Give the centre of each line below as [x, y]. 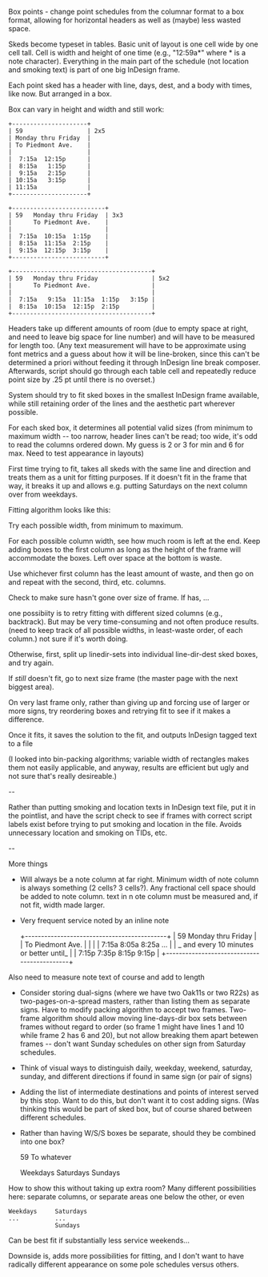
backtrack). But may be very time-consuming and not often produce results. [134, 622]
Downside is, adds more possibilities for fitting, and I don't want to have [126, 1256]
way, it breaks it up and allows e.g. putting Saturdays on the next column [128, 486]
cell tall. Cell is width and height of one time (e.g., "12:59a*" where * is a [127, 53]
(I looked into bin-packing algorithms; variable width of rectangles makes [129, 759]
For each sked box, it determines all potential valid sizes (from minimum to [131, 428]
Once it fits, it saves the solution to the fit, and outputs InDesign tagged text [133, 735]
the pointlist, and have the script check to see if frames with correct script [130, 816]
